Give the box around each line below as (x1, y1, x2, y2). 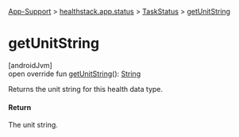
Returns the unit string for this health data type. (8, 84, 164, 93)
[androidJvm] (8, 60, 53, 70)
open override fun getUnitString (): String (8, 69, 141, 78)
